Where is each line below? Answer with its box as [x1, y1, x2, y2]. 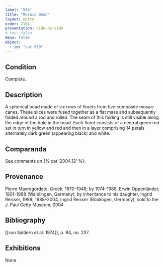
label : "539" [5, 7, 32, 12]
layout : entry [5, 16, 35, 21]
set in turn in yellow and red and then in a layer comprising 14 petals [5, 125, 145, 131]
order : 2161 [5, 21, 30, 26]
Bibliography [5, 216, 46, 225]
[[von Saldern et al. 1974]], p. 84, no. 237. [5, 229, 90, 235]
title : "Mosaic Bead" [5, 12, 50, 17]
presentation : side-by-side [5, 26, 64, 31]
